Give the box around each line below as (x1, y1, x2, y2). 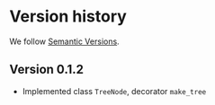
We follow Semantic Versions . (9, 36, 120, 47)
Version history (9, 6, 128, 27)
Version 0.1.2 (9, 62, 84, 77)
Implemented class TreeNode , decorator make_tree (22, 85, 207, 96)
